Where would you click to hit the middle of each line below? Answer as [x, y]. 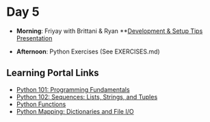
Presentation [34, 38]
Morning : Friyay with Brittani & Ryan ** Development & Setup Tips [109, 31]
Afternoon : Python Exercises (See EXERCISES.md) [88, 51]
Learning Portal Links [53, 73]
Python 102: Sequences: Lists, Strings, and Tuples [87, 97]
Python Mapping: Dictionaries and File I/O [75, 111]
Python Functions [41, 104]
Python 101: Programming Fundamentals [73, 89]
